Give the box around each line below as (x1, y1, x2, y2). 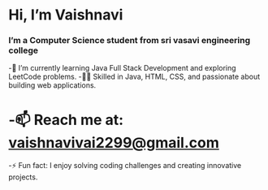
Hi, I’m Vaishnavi (8, 6, 123, 24)
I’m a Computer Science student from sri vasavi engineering (8, 35, 250, 46)
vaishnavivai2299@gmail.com (8, 133, 219, 152)
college (8, 45, 39, 56)
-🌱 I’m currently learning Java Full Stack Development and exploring (8, 63, 237, 73)
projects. (8, 172, 38, 182)
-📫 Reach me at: (8, 110, 124, 129)
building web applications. (8, 80, 97, 90)
